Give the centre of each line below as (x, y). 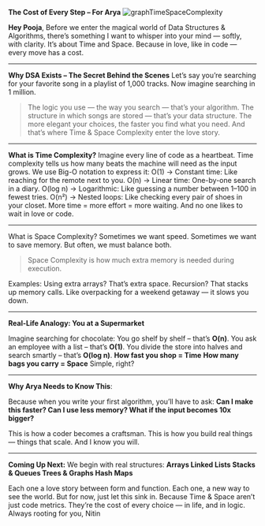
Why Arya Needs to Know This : (60, 386)
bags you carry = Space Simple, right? (71, 364)
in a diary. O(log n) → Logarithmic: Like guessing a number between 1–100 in (132, 188)
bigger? (21, 418)
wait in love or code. (41, 214)
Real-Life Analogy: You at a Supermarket (76, 323)
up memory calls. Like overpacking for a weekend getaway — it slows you (129, 292)
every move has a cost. (46, 52)
